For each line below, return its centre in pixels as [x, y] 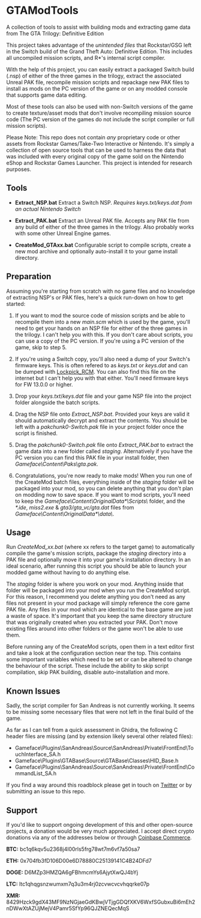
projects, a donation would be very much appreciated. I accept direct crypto [100, 831]
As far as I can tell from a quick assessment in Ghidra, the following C [92, 730]
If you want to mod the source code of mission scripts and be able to [100, 315]
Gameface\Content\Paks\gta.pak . [57, 464]
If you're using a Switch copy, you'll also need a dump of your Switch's [103, 359]
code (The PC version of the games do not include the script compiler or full [100, 119]
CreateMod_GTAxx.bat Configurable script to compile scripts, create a [103, 245]
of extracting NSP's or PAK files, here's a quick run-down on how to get [95, 297]
